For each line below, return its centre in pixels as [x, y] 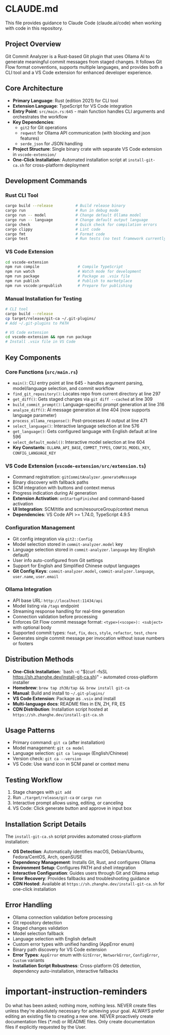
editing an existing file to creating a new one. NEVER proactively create [79, 1016]
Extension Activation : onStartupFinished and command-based [78, 498]
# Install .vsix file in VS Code [40, 342]
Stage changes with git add [42, 792]
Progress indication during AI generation [55, 493]
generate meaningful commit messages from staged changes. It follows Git [83, 62]
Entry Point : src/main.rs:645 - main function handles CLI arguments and [89, 111]
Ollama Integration [29, 589]
